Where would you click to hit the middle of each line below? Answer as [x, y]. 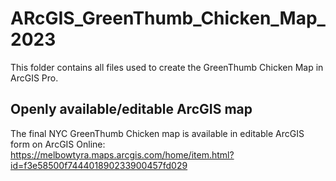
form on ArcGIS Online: [58, 144]
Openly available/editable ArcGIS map [131, 109]
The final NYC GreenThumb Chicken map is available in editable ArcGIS [157, 133]
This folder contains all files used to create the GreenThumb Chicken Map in [167, 67]
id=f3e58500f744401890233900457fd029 [99, 165]
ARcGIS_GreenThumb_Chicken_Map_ [168, 18]
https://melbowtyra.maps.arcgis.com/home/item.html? [122, 154]
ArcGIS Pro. [34, 78]
